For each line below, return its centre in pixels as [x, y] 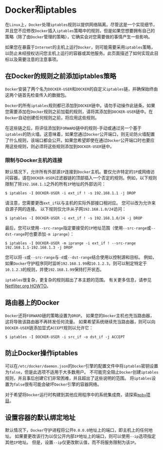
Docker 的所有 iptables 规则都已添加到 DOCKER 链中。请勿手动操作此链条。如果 [80, 105]
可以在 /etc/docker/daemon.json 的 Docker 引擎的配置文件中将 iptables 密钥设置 [81, 366]
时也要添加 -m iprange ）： [49, 234]
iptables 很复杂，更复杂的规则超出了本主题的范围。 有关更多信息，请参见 [78, 280]
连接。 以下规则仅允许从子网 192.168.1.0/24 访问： [76, 209]
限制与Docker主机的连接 [34, 160]
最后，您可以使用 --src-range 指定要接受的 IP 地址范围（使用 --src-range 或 [78, 228]
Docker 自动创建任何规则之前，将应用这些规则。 [52, 117]
